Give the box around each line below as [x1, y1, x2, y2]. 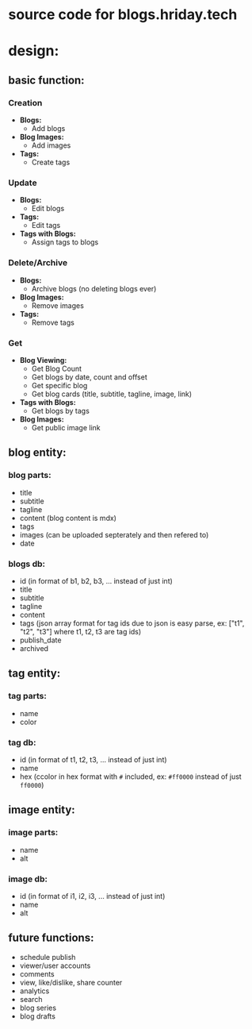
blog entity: [8, 446, 67, 460]
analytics [19, 986, 50, 996]
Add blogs [31, 124, 66, 133]
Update [8, 177, 37, 188]
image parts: [8, 827, 59, 838]
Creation [8, 97, 43, 108]
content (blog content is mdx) [19, 513, 117, 522]
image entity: [8, 804, 75, 817]
